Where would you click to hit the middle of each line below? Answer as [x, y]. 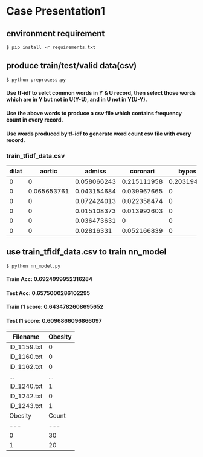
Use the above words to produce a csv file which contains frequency [94, 113]
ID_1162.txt [26, 366]
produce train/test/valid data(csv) [72, 66]
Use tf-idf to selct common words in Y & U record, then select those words [101, 93]
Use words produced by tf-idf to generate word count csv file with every [99, 134]
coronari [142, 171]
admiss [95, 171]
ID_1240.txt [26, 386]
